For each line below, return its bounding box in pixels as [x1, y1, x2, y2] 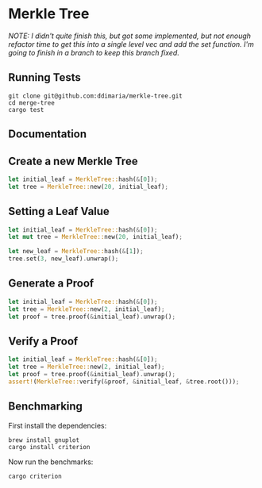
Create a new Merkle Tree [8, 154, 138, 167]
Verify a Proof [8, 334, 79, 348]
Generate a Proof [8, 277, 94, 290]
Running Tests [8, 71, 81, 84]
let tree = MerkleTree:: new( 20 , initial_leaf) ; [8, 183, 169, 190]
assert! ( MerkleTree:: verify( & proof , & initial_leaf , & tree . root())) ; [8, 378, 240, 386]
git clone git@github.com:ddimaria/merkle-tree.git [8, 92, 183, 100]
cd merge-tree [8, 98, 56, 107]
